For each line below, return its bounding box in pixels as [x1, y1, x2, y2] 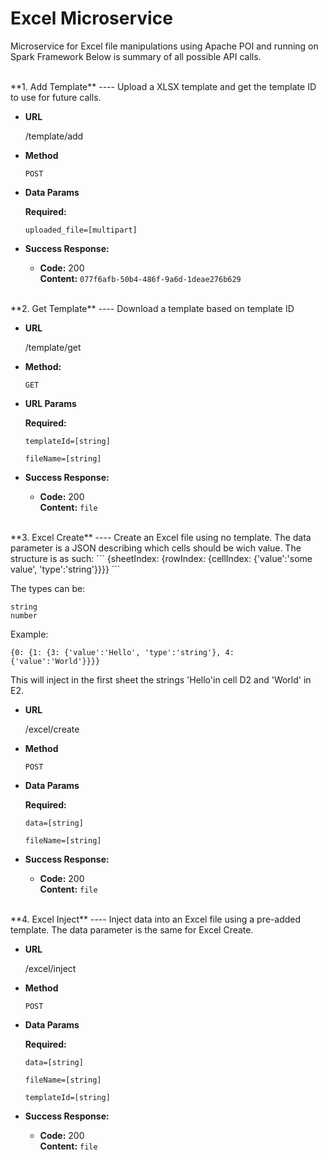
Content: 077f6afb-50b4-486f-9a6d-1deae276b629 [39, 272, 242, 284]
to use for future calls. [10, 91, 102, 103]
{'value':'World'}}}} [10, 656, 101, 666]
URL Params [24, 397, 77, 409]
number [10, 610, 38, 621]
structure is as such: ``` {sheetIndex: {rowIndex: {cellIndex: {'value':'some [10, 552, 313, 564]
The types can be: [10, 582, 86, 594]
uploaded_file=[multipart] [24, 225, 138, 235]
